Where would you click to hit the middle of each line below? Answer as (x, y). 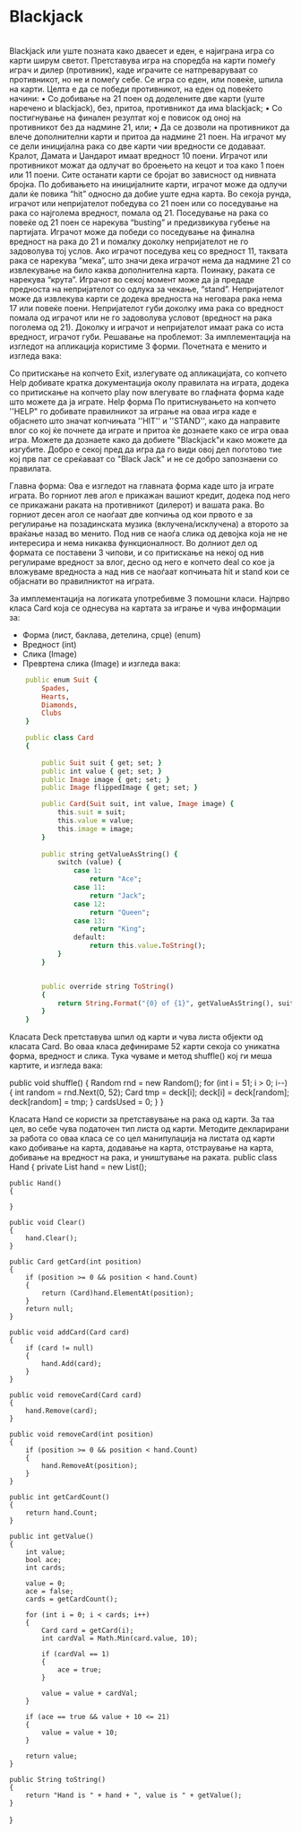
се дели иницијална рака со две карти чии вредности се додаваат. (138, 146)
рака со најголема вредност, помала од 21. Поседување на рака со (139, 213)
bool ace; (44, 1560)
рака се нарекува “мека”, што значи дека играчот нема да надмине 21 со (150, 260)
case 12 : (89, 904)
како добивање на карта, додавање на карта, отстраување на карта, (142, 1148)
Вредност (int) (49, 644)
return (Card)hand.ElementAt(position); (118, 1293)
